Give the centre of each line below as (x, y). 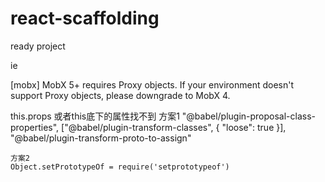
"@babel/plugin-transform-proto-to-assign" (101, 138)
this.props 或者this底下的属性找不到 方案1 (95, 116)
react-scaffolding (85, 18)
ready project (38, 46)
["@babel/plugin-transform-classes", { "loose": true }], (174, 127)
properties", (35, 127)
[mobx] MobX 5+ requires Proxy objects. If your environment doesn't (152, 84)
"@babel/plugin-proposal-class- (249, 116)
